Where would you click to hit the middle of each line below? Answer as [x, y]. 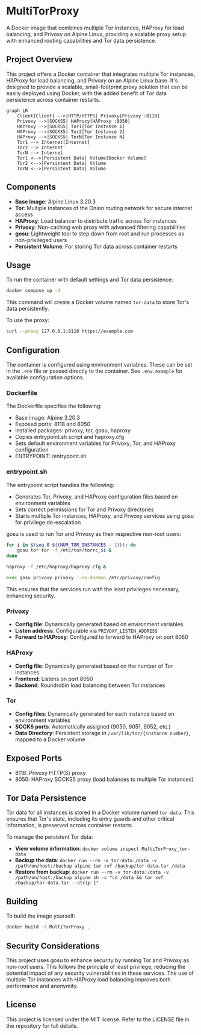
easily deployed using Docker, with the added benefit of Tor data [87, 93]
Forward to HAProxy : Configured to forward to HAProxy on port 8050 [101, 637]
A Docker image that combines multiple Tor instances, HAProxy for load [95, 28]
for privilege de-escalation [48, 522]
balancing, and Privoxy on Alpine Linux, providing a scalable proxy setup [96, 34]
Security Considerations [53, 946]
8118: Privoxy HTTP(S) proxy [50, 772]
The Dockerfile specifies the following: [54, 406]
